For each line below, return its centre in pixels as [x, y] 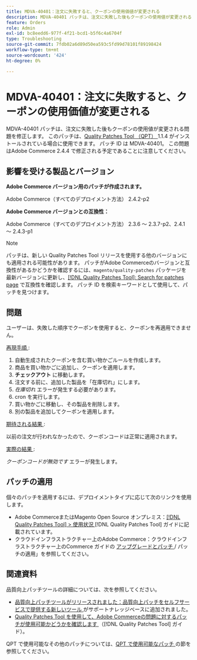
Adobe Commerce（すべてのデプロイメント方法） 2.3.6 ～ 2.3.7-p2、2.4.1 [96, 224]
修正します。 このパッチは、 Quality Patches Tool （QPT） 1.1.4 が [95, 136]
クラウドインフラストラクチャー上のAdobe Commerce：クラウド [93, 539]
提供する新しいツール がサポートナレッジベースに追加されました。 [111, 609]
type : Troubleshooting [34, 39]
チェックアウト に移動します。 [51, 375]
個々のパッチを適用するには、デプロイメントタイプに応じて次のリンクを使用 [99, 497]
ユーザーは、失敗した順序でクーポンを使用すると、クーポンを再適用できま [96, 328]
